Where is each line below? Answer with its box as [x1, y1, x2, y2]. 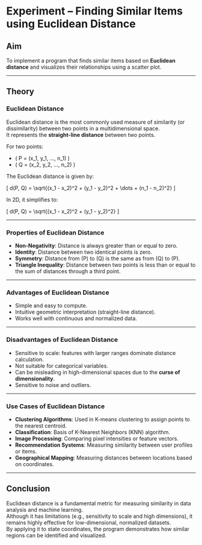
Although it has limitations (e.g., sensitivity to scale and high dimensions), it [6, 512, 193, 520]
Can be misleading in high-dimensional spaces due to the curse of [14, 368, 180, 376]
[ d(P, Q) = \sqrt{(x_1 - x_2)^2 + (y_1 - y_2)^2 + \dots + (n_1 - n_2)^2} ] [6, 184, 176, 191]
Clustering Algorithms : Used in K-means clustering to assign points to [14, 415, 191, 423]
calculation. [14, 356, 44, 363]
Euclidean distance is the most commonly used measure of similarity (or [6, 118, 185, 125]
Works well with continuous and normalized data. [14, 315, 137, 322]
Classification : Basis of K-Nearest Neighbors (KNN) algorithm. [14, 428, 170, 435]
